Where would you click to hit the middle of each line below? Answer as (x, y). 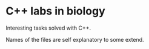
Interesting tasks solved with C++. (48, 28)
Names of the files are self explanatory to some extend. (75, 39)
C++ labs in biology (55, 11)
